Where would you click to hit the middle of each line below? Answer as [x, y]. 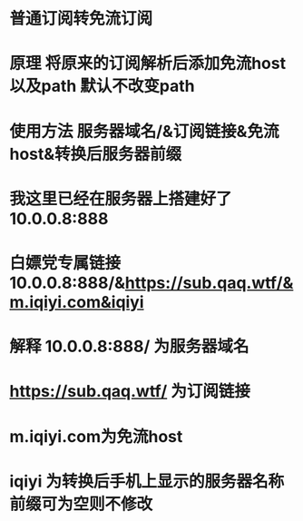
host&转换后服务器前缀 [96, 154]
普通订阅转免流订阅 [81, 19]
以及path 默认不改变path [102, 86]
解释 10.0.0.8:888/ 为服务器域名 [129, 347]
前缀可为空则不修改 [81, 504]
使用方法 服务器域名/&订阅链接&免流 [144, 131]
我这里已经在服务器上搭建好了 [121, 198]
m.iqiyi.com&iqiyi [77, 302]
